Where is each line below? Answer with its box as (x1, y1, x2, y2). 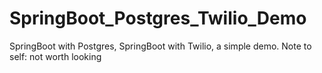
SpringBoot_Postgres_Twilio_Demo (9, 7, 307, 30)
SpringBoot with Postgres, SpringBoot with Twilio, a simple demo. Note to (9, 40, 312, 52)
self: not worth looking (9, 50, 102, 62)
